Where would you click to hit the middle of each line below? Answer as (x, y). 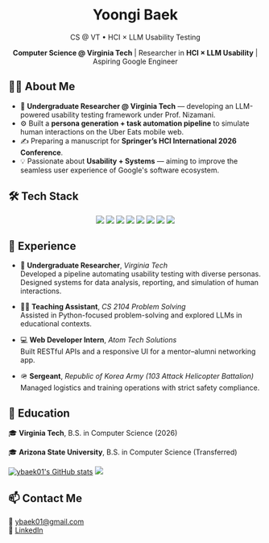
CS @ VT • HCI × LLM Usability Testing (135, 37)
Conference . (41, 152)
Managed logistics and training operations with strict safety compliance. (140, 388)
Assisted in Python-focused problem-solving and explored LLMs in (131, 315)
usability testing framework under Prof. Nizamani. (133, 114)
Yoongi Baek (135, 15)
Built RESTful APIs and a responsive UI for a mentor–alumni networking (138, 351)
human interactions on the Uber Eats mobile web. (102, 131)
